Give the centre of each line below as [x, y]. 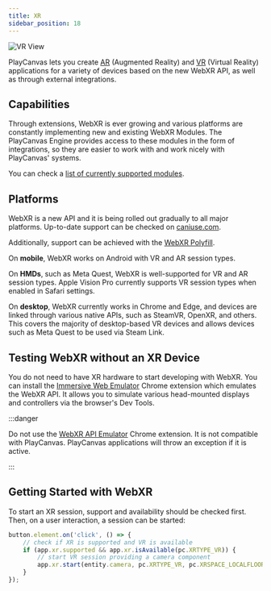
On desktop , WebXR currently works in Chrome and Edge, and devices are [133, 306]
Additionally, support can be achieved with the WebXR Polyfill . [112, 243]
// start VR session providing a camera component [124, 557]
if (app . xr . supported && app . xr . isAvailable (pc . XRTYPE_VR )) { [129, 550]
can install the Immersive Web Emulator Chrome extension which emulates [132, 385]
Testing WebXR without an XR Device [104, 358]
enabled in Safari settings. [52, 291]
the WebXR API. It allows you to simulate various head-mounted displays [129, 394]
